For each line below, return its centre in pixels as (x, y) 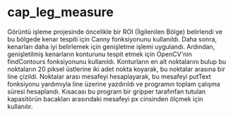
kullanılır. (20, 106)
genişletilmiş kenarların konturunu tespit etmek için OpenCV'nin (100, 54)
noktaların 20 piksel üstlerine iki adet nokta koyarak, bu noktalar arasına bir (116, 69)
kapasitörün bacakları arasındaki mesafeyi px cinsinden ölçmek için (105, 98)
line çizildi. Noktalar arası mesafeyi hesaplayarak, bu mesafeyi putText (109, 76)
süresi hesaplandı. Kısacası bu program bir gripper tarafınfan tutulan (107, 91)
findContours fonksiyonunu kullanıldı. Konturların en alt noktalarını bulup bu (117, 61)
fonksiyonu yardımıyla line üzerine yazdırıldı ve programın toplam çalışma (114, 84)
